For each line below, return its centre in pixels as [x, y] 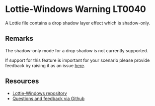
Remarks [19, 39]
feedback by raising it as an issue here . [45, 65]
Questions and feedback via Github [48, 99]
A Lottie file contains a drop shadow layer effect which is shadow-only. [78, 23]
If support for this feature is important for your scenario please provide [77, 60]
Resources [22, 81]
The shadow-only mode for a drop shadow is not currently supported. [77, 50]
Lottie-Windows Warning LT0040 [76, 9]
